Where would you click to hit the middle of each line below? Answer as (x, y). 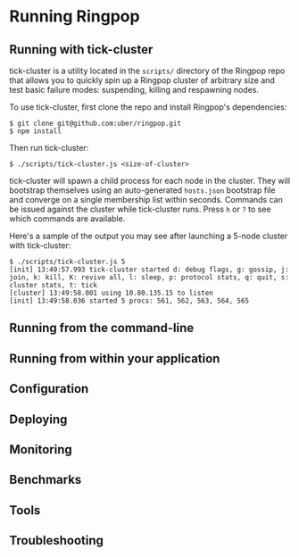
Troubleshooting (57, 540)
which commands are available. (67, 219)
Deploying (38, 419)
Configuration (49, 389)
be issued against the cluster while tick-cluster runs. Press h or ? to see (140, 209)
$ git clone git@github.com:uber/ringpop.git (95, 123)
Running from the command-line (102, 328)
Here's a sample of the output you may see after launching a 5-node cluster (149, 236)
